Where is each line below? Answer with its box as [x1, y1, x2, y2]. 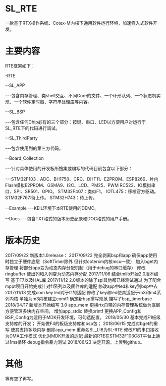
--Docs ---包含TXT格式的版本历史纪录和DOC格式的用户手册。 [5, 215, 132, 221]
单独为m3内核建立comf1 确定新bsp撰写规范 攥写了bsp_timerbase [19, 296, 152, 302]
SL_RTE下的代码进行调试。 [5, 125, 60, 131]
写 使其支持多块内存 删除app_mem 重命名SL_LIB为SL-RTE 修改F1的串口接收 [5, 326, 159, 332]
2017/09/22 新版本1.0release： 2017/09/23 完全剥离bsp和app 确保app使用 [5, 252, 158, 258]
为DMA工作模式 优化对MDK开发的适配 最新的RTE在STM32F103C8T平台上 [5, 333, 156, 339]
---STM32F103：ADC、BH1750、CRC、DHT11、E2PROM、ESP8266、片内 [5, 176, 159, 182]
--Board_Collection [5, 155, 44, 161]
